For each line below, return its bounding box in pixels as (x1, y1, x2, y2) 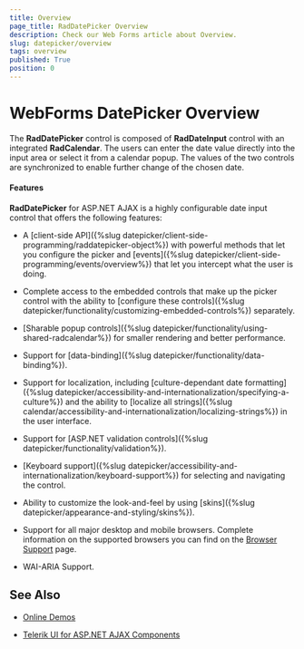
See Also (9, 587, 61, 603)
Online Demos (22, 611, 76, 622)
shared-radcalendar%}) (22, 333, 112, 344)
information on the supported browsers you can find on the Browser (22, 534, 278, 545)
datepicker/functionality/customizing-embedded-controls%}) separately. (22, 305, 296, 316)
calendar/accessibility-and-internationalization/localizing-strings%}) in (22, 406, 288, 417)
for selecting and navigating (181, 470, 286, 481)
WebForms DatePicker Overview (9, 103, 260, 123)
